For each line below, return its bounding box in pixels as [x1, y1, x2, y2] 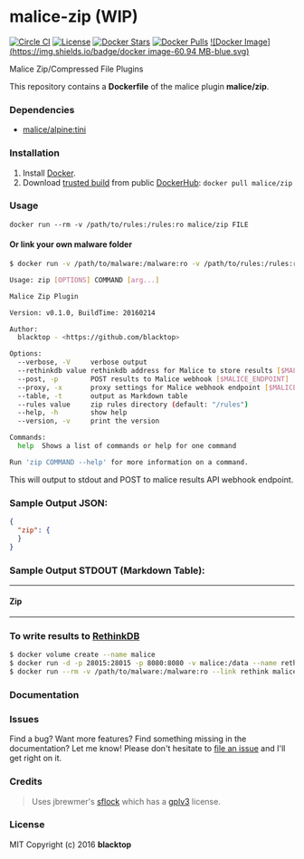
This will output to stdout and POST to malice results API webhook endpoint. [9, 473, 294, 485]
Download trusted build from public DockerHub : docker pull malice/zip [22, 177, 293, 187]
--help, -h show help [17, 408, 128, 417]
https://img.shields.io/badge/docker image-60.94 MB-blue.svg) [12, 45, 250, 56]
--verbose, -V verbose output [17, 358, 147, 367]
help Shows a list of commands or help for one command [17, 442, 237, 451]
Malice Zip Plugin [9, 291, 79, 301]
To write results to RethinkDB [9, 630, 140, 642]
